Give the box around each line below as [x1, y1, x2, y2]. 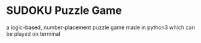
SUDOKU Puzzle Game [6, 4, 122, 18]
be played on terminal [6, 30, 60, 37]
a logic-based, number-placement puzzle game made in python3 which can [6, 24, 195, 31]
